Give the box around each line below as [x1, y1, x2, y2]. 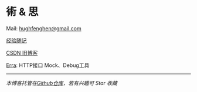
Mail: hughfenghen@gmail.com [6, 24, 81, 32]
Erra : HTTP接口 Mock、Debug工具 [6, 62, 90, 69]
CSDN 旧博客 [6, 49, 38, 56]
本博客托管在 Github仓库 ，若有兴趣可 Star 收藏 [6, 79, 117, 86]
